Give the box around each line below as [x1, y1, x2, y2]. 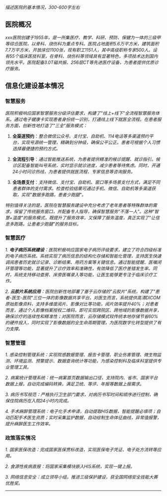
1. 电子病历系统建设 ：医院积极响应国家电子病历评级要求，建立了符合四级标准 [5, 247, 162, 252]
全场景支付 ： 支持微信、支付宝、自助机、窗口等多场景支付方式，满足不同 [12, 179, 160, 185]
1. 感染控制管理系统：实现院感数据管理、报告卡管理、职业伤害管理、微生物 [5, 352, 157, 358]
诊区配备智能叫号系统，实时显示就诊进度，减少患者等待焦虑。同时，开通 [12, 162, 160, 168]
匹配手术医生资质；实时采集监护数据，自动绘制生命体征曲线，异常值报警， [9, 415, 162, 421]
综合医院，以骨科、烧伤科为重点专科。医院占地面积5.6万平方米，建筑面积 [9, 40, 160, 46]
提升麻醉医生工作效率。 [5, 421, 53, 427]
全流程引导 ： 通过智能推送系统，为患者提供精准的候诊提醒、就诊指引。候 [12, 156, 160, 162]
